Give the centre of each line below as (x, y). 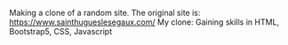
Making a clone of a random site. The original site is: (105, 13)
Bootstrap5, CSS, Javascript (61, 31)
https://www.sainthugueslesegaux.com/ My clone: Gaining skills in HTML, (144, 22)
